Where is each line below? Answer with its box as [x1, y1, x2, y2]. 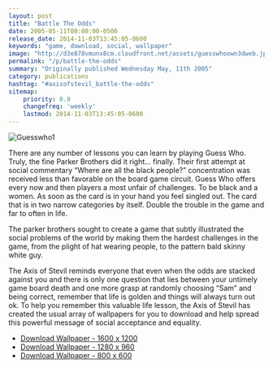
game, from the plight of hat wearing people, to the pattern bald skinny [8, 241, 246, 251]
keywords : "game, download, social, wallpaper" [8, 42, 173, 50]
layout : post [8, 11, 53, 20]
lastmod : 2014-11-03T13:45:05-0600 [23, 110, 144, 119]
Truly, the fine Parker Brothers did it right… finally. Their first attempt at [8, 157, 245, 167]
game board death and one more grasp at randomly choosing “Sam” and [8, 284, 252, 292]
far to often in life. [8, 209, 68, 218]
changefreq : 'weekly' [23, 102, 96, 110]
